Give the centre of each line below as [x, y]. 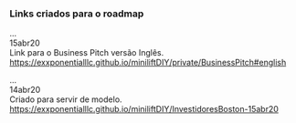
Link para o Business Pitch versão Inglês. [87, 53]
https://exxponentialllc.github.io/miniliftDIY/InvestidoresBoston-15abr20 [144, 109]
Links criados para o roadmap [77, 14]
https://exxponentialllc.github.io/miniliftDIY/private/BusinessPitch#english [148, 63]
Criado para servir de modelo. [66, 99]
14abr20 [25, 90]
